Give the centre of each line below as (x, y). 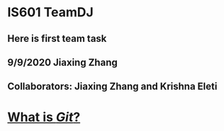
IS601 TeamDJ (50, 12)
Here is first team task (57, 39)
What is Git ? (44, 117)
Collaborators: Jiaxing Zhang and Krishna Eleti (112, 87)
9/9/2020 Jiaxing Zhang (63, 62)
